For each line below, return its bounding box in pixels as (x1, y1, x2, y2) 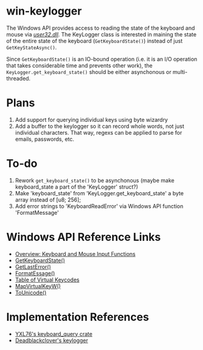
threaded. (6, 75, 31, 82)
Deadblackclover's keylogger (15, 337, 88, 344)
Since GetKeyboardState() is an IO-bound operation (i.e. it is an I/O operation (6, 55, 198, 62)
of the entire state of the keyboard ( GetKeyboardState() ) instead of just (6, 37, 183, 44)
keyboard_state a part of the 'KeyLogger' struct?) (15, 183, 138, 190)
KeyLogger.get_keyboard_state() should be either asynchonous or (6, 68, 171, 75)
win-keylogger (6, 4, 82, 18)
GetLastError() (15, 263, 52, 271)
